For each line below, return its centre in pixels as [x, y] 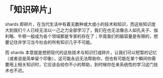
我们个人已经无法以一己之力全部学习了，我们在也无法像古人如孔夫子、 [83, 30]
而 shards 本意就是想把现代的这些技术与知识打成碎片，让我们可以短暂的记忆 [81, 52]
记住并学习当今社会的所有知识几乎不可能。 [52, 42]
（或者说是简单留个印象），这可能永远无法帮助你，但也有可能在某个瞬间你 [78, 58]
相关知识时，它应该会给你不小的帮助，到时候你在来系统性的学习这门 [86, 64]
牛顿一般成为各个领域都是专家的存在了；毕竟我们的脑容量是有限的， [86, 36]
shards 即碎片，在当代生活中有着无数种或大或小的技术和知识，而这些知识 [78, 24]
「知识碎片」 [31, 10]
